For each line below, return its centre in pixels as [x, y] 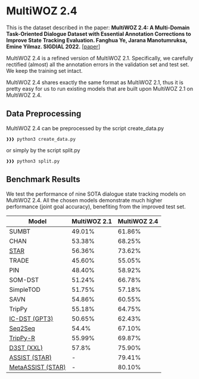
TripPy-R [22, 338]
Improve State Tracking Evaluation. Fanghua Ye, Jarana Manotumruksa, [97, 40]
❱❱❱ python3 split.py [33, 161]
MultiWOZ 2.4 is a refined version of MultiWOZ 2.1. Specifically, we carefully [100, 58]
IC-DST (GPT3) [31, 319]
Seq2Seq [22, 328]
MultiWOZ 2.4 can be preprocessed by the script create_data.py [85, 128]
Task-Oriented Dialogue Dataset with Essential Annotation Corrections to [99, 33]
